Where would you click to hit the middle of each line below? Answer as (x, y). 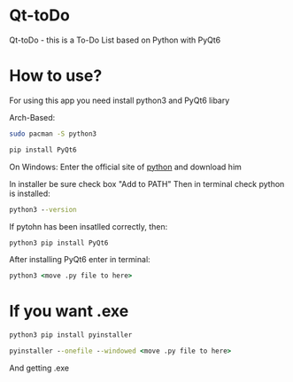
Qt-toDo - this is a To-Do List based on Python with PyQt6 (115, 40)
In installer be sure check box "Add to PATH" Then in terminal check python (147, 183)
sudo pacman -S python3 (53, 134)
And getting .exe (39, 368)
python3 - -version (43, 209)
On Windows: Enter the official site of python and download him (125, 167)
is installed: (30, 193)
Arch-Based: (32, 117)
